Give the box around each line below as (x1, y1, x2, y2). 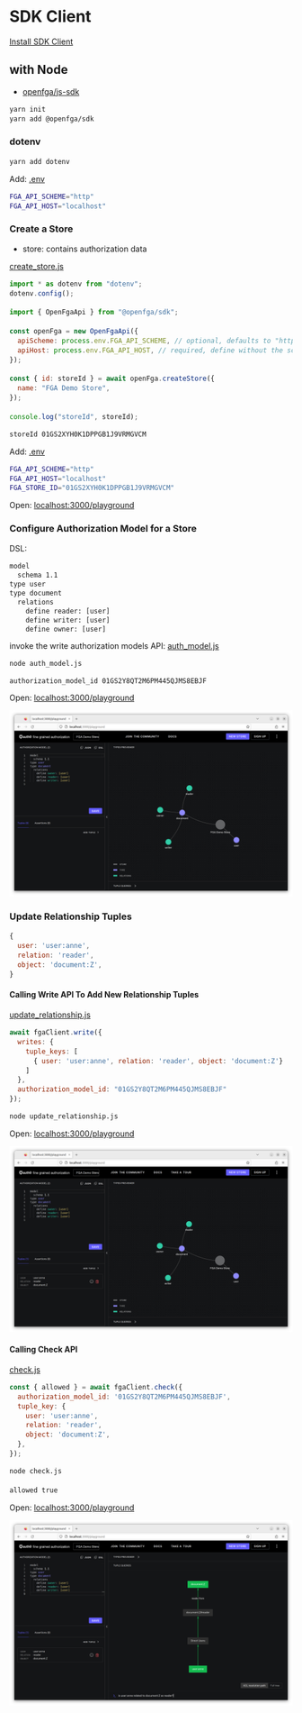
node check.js (9, 1466, 63, 1475)
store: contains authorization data (22, 243, 147, 254)
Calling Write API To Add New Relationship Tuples (9, 989, 200, 1000)
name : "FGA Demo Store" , (17, 384, 111, 393)
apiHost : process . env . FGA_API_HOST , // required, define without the (17, 345, 283, 355)
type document (9, 588, 63, 597)
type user (9, 579, 47, 588)
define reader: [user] (25, 606, 111, 615)
